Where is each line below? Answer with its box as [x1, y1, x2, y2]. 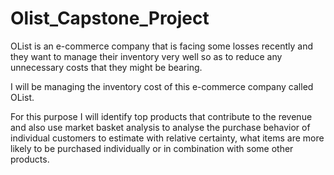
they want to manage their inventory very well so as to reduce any [10, 50, 283, 62]
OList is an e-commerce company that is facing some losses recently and [10, 40, 313, 52]
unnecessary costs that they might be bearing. [10, 61, 203, 73]
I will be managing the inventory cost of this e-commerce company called [10, 80, 314, 92]
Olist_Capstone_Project [10, 7, 210, 30]
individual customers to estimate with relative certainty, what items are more [10, 132, 325, 144]
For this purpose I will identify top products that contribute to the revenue [10, 110, 313, 122]
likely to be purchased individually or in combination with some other [10, 142, 294, 154]
